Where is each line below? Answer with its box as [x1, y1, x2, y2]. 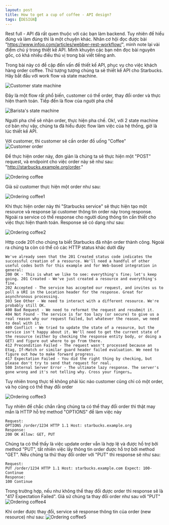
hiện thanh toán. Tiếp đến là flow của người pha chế [5, 98, 114, 104]
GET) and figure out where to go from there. [5, 339, 102, 344]
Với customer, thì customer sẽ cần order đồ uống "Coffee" [5, 138, 126, 144]
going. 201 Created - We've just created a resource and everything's [5, 277, 157, 282]
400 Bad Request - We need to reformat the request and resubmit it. [5, 308, 155, 313]
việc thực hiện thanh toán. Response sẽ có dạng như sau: [5, 219, 125, 226]
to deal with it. [5, 321, 42, 326]
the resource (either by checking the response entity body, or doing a [5, 334, 161, 340]
